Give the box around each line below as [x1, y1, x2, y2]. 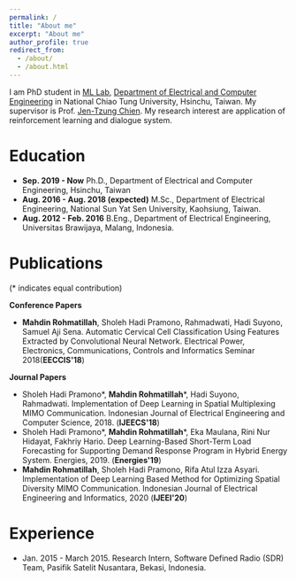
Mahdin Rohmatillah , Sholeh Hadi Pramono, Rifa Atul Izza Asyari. [21, 464, 261, 475]
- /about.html [17, 63, 69, 72]
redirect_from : [9, 46, 65, 55]
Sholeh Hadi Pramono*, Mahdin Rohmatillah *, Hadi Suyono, [21, 389, 240, 399]
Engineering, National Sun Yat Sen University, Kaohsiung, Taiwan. [21, 203, 262, 213]
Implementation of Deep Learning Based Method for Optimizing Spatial [21, 473, 280, 484]
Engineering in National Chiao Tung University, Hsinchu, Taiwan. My [9, 96, 257, 106]
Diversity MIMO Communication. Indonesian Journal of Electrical [21, 483, 258, 493]
